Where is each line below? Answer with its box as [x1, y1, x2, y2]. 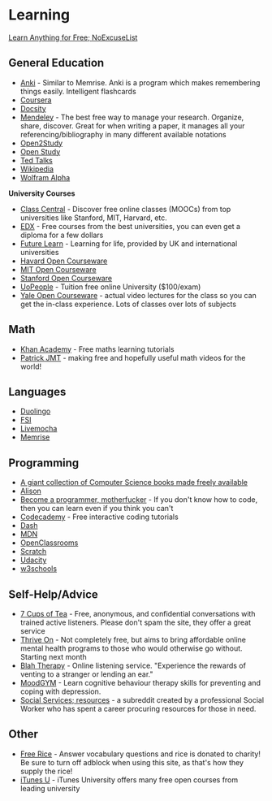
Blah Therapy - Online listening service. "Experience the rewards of [19, 660, 246, 670]
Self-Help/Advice [8, 587, 99, 601]
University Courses [8, 188, 76, 198]
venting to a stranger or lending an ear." [19, 669, 153, 679]
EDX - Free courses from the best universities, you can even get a [19, 221, 241, 231]
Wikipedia [19, 164, 54, 174]
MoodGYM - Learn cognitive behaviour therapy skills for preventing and [19, 678, 261, 687]
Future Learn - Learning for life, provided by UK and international [19, 238, 238, 249]
